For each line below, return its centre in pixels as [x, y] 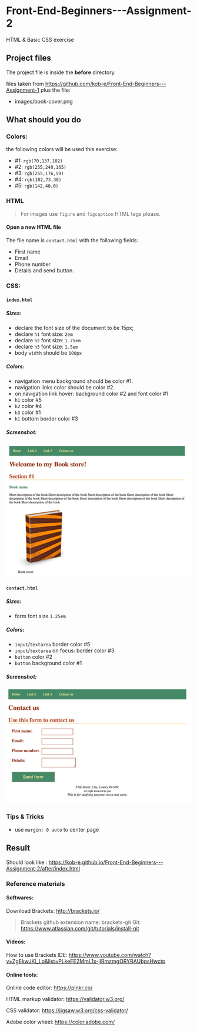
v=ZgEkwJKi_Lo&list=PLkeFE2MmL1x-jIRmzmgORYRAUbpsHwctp [86, 961]
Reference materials [36, 883]
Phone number [33, 264]
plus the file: [55, 90]
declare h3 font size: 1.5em [46, 347]
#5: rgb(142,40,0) [36, 186]
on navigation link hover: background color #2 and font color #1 [91, 394]
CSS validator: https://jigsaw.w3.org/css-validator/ [67, 1010]
